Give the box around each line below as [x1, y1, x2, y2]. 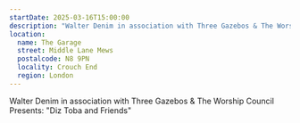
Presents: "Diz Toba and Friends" [9, 104, 132, 116]
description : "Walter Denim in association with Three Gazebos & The [9, 21, 274, 30]
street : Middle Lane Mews [17, 46, 114, 55]
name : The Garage [17, 37, 82, 47]
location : [9, 29, 46, 38]
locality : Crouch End [17, 63, 98, 72]
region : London [17, 71, 74, 80]
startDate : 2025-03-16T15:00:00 [9, 12, 129, 22]
